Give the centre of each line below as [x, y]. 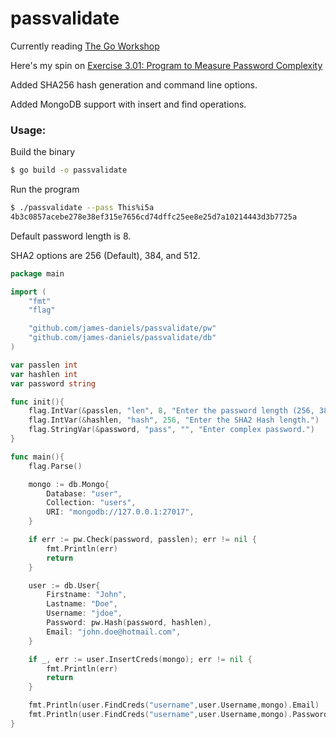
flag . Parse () [55, 466]
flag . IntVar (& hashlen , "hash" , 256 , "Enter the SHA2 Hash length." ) [174, 420]
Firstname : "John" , [87, 595]
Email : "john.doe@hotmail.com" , [114, 632]
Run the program [45, 189]
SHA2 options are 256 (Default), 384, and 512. [105, 255]
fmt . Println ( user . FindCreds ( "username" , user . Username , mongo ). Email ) [174, 705]
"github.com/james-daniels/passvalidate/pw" [122, 328]
